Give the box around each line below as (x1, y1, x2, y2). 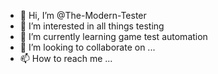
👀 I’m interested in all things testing (19, 20, 165, 32)
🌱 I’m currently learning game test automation (19, 31, 208, 42)
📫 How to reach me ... (19, 53, 113, 64)
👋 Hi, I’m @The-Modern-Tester (19, 10, 147, 21)
